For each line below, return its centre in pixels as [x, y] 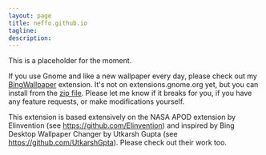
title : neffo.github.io [48, 23]
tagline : [23, 30]
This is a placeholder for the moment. [70, 61]
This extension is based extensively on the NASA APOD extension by [122, 117]
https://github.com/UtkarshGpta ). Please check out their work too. [117, 143]
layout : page [30, 16]
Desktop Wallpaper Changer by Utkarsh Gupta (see [93, 134]
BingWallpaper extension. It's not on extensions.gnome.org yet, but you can [133, 85]
